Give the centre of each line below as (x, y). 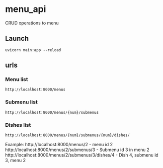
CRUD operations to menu (32, 23)
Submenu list (22, 102)
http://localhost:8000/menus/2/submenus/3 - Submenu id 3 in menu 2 (78, 150)
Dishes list (18, 125)
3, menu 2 (15, 161)
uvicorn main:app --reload (33, 50)
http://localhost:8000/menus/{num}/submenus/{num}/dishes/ (68, 135)
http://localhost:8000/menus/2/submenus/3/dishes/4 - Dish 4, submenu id (82, 155)
